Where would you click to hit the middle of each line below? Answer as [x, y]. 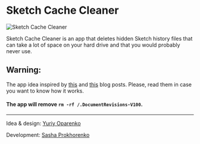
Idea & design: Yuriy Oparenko [44, 123]
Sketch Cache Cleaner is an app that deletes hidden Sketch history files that [99, 38]
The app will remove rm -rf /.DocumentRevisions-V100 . [74, 105]
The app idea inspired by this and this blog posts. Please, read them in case [99, 84]
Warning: [24, 70]
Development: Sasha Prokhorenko [48, 134]
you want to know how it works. [45, 91]
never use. [19, 51]
